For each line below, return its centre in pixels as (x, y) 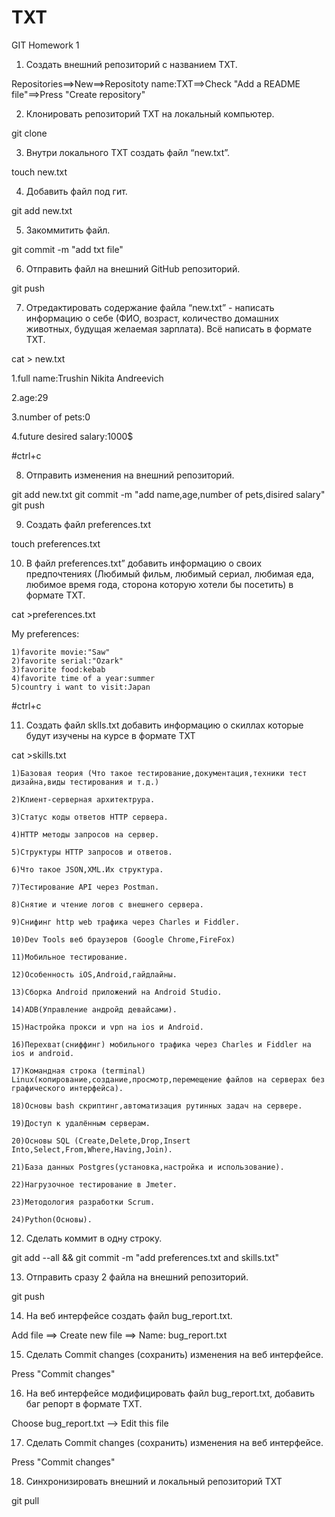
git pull (25, 1500)
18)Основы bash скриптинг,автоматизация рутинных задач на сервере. (157, 1106)
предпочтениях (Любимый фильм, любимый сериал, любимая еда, (170, 573)
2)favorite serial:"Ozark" (67, 661)
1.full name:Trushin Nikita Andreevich (87, 378)
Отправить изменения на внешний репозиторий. (130, 475)
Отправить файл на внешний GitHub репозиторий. (133, 268)
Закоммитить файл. (68, 230)
